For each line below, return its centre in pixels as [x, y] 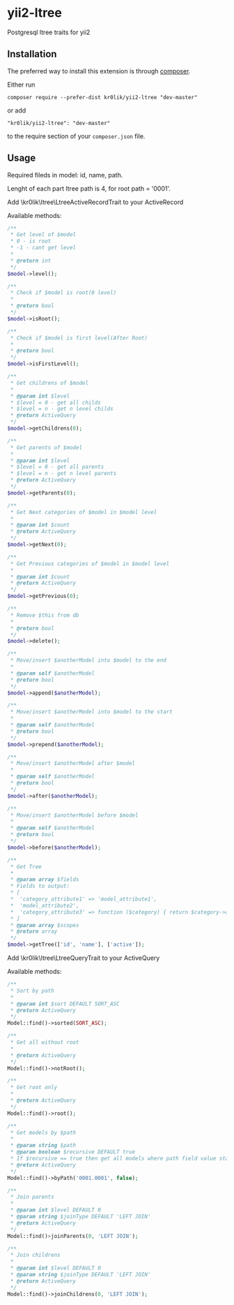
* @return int [31, 261]
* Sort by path [32, 991]
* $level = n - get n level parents [63, 474]
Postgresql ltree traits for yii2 [49, 32]
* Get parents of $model [46, 447]
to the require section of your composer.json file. [76, 136]
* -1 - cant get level [43, 248]
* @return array [34, 932]
